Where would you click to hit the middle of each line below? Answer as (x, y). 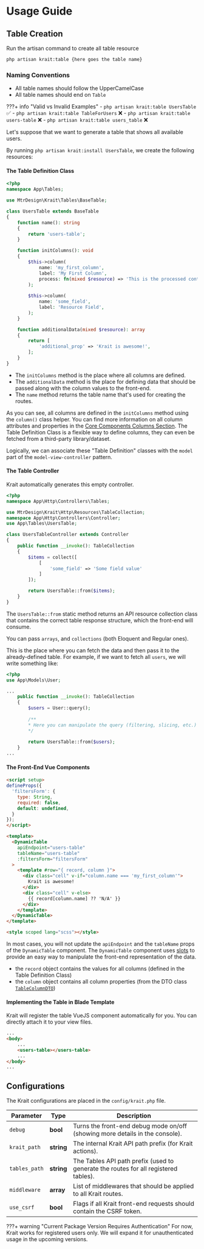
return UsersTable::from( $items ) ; (72, 591)
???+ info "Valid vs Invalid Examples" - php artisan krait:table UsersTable (101, 107)
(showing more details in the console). (127, 1134)
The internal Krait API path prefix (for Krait (133, 1144)
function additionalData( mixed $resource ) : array (81, 329)
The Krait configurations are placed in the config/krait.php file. (86, 1101)
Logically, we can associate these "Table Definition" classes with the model (100, 450)
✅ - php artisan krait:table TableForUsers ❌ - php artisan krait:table (98, 113)
